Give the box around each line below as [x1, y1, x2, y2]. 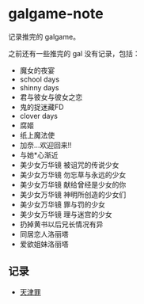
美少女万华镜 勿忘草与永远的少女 [19, 169, 127, 179]
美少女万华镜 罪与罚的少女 [19, 199, 105, 209]
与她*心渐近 [19, 150, 59, 159]
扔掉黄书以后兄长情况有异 [19, 219, 104, 229]
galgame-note [8, 5, 104, 23]
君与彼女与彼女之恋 [19, 92, 83, 101]
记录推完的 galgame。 [8, 32, 81, 41]
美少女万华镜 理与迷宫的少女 [19, 209, 112, 218]
